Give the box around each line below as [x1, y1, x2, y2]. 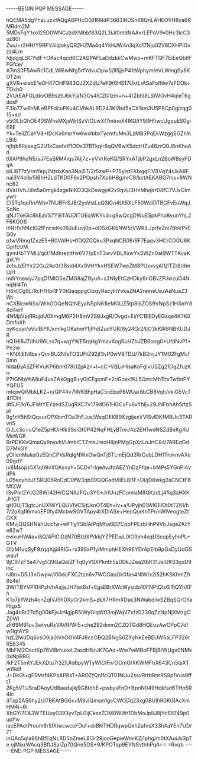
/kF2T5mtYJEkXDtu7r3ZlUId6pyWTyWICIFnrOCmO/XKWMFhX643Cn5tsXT [6, 659, 190, 666]
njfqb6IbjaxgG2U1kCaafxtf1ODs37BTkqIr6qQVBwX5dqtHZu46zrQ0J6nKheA [6, 142, 191, 149]
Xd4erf [6, 307, 24, 313]
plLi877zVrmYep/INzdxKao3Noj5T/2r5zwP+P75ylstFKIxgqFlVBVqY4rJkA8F [6, 168, 189, 174]
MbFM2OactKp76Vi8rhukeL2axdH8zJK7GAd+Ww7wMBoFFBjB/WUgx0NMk [6, 646, 192, 653]
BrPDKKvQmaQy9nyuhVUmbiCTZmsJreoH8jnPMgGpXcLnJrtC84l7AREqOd [6, 439, 189, 445]
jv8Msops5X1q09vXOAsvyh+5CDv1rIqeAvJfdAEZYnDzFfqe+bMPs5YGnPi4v [6, 464, 191, 471]
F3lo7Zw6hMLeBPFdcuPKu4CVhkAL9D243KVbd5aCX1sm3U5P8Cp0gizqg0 [6, 105, 192, 111]
